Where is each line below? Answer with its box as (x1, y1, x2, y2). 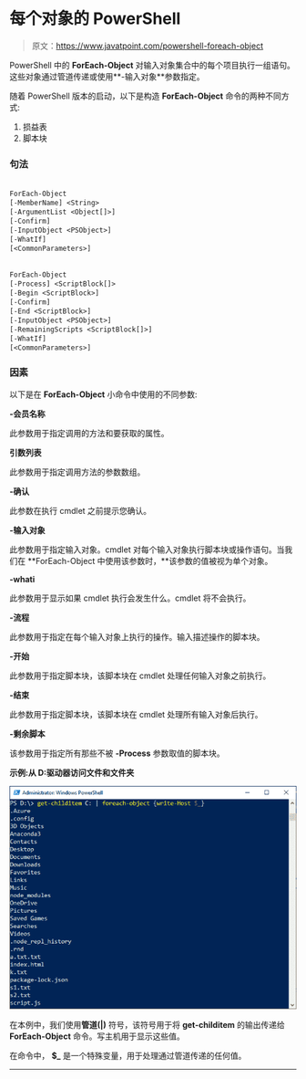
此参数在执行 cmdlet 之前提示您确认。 (9, 505, 152, 516)
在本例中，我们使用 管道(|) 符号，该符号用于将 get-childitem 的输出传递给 (9, 1020, 285, 1031)
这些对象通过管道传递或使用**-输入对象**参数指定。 (9, 70, 205, 82)
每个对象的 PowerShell (9, 8, 181, 29)
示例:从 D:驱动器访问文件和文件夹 (9, 767, 135, 778)
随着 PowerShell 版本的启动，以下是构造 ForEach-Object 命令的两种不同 (9, 90, 282, 101)
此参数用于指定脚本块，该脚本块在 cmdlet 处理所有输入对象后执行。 (9, 708, 263, 719)
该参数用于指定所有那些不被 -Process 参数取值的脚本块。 (9, 748, 225, 759)
